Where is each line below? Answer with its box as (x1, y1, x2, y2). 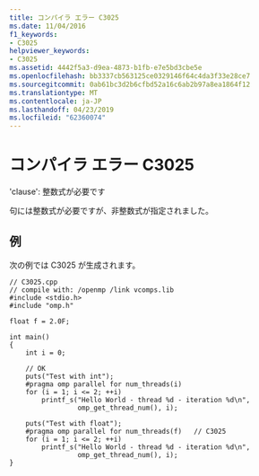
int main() (9, 332, 50, 341)
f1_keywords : (9, 30, 58, 39)
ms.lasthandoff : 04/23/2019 (9, 105, 115, 114)
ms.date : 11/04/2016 (9, 22, 87, 31)
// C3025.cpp (9, 278, 58, 286)
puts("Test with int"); (25, 372, 115, 381)
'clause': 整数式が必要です (9, 186, 106, 198)
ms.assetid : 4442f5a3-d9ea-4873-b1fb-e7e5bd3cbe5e (9, 64, 203, 73)
